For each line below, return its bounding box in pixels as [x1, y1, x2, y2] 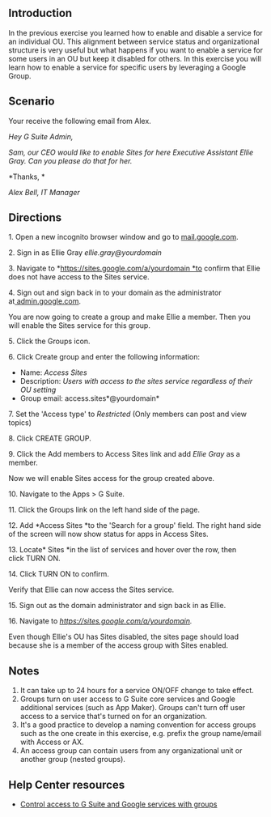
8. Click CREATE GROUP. [8, 433, 91, 444]
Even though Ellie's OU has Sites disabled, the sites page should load [8, 632, 239, 642]
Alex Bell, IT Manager [8, 187, 81, 197]
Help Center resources [8, 777, 125, 792]
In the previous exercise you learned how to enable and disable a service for [8, 28, 263, 37]
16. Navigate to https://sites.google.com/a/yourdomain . [8, 616, 193, 626]
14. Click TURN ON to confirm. [8, 569, 109, 579]
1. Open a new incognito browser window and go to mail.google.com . [8, 232, 239, 242]
